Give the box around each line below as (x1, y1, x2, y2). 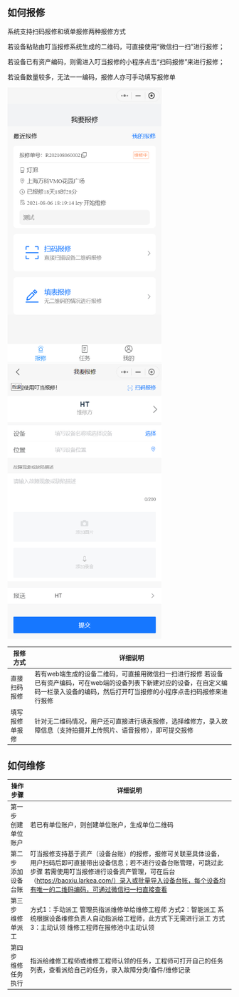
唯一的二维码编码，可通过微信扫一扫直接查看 (36, 885, 168, 893)
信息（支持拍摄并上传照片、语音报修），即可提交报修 (40, 726, 193, 734)
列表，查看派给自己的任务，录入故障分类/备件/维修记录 (30, 966, 191, 974)
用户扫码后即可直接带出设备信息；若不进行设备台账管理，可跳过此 (30, 858, 224, 866)
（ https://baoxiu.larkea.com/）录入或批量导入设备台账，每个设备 (30, 876, 219, 884)
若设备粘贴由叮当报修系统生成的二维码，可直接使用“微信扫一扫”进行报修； (7, 42, 225, 51)
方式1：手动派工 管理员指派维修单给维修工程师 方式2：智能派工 (30, 906, 216, 914)
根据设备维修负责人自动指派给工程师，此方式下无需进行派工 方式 (36, 914, 225, 923)
